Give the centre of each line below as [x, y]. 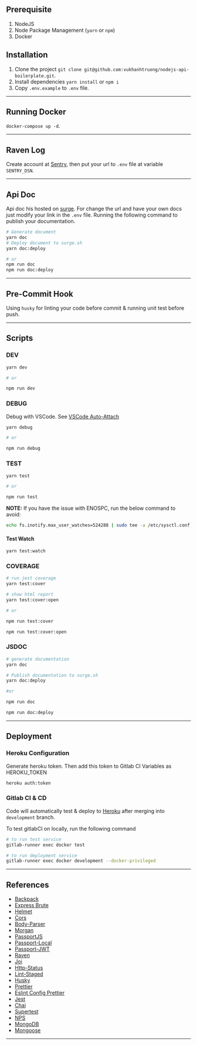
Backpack [27, 899]
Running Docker [36, 112]
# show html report [30, 595]
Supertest [26, 1011]
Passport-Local [33, 943]
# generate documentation [38, 659]
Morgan [24, 930]
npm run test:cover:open [36, 632]
